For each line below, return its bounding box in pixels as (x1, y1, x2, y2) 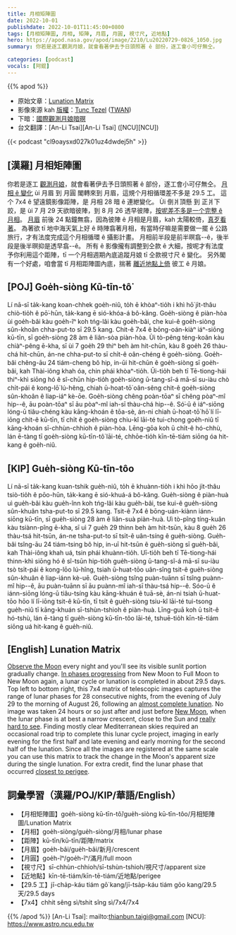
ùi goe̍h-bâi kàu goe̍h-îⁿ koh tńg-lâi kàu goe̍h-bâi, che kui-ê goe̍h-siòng (7, 318, 216, 326)
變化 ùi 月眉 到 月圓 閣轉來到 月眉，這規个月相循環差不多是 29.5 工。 (20, 188, 220, 197)
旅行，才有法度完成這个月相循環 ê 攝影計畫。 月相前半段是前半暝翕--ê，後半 (7, 233, 230, 241)
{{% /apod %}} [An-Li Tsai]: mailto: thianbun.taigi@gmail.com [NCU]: (7, 912, 206, 920)
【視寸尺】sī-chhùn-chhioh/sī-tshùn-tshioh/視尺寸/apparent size (17, 862, 206, 871)
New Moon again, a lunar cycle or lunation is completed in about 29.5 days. (7, 677, 226, 685)
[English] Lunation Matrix (7, 643, 121, 655)
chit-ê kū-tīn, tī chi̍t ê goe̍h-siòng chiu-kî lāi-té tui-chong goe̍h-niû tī (21, 415, 219, 424)
